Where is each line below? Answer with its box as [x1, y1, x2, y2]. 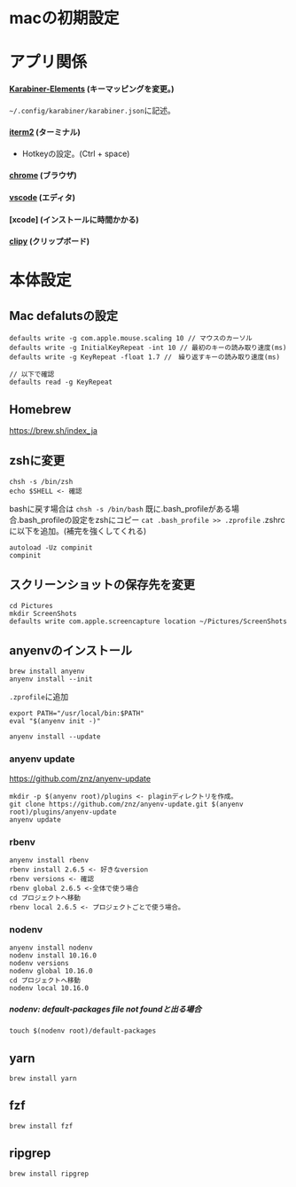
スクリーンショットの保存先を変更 [9, 577, 195, 592]
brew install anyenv [9, 667, 86, 676]
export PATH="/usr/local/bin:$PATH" [9, 709, 144, 718]
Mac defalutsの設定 [9, 308, 119, 324]
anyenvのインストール [9, 643, 133, 658]
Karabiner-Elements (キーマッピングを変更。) [9, 83, 175, 94]
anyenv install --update [9, 732, 101, 741]
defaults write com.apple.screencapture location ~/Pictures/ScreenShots [9, 617, 288, 626]
